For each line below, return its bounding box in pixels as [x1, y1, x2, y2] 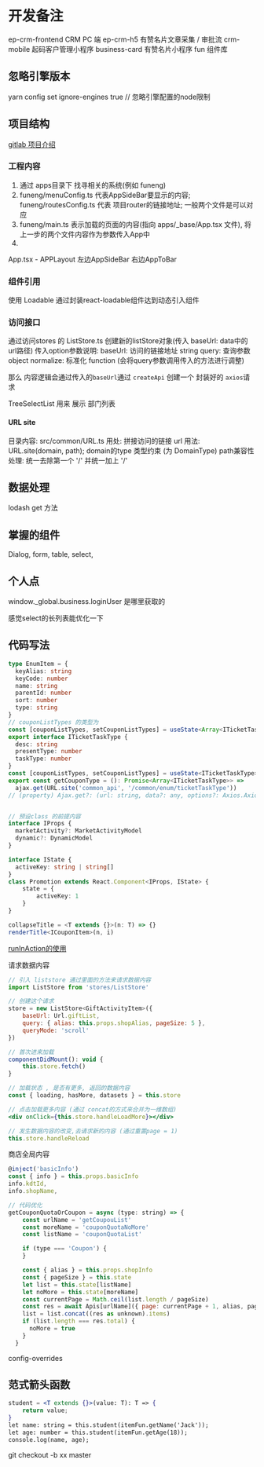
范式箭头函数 [8, 1378, 71, 1392]
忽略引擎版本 [8, 70, 71, 83]
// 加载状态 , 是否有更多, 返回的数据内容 [8, 1085, 130, 1092]
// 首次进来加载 [8, 1048, 54, 1056]
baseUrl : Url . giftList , [22, 1012, 101, 1020]
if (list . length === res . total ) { [22, 1317, 135, 1326]
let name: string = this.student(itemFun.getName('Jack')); [8, 1421, 210, 1429]
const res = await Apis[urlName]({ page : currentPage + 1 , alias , [22, 1303, 244, 1311]
